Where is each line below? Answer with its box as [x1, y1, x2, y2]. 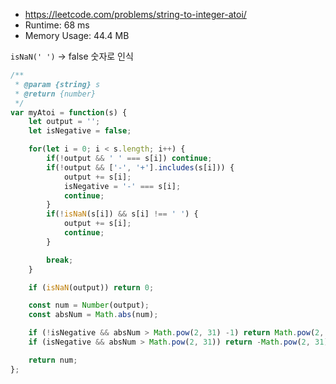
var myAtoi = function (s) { [10, 107, 128, 118]
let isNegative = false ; [28, 126, 132, 136]
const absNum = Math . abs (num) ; [28, 310, 159, 320]
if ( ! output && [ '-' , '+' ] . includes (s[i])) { [46, 162, 235, 173]
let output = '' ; [28, 117, 101, 127]
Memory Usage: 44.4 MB [24, 30, 130, 41]
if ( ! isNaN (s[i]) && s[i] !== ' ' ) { [46, 209, 199, 219]
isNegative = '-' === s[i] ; [63, 181, 182, 191]
